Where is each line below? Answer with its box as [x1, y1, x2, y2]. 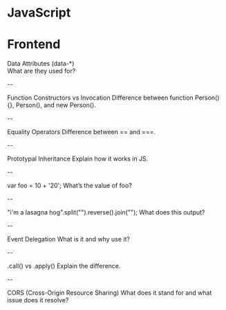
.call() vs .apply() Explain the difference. [7, 262, 121, 271]
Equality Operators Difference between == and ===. [7, 128, 156, 136]
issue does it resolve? [7, 296, 69, 304]
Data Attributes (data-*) [7, 60, 75, 68]
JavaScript [7, 5, 71, 21]
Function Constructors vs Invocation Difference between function [7, 93, 194, 102]
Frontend [7, 37, 61, 53]
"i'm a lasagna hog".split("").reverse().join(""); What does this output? [7, 208, 205, 217]
